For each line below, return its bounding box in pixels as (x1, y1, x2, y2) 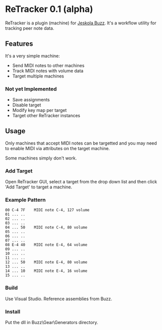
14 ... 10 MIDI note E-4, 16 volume (5, 268, 88, 274)
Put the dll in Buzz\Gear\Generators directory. (5, 320, 98, 326)
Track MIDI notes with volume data (12, 68, 84, 74)
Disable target (12, 102, 41, 108)
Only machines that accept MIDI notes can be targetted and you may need (5, 140, 157, 146)
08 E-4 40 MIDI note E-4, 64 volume (5, 243, 88, 247)
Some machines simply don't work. (5, 155, 77, 161)
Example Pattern (5, 196, 46, 203)
